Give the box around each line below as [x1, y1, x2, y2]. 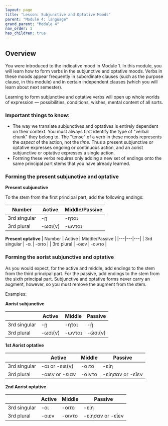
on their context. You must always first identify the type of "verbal [12, 129, 149, 135]
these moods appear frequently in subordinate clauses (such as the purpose [5, 73, 163, 79]
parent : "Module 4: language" [5, 17, 69, 22]
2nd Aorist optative [5, 383, 47, 390]
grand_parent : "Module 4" [5, 21, 59, 27]
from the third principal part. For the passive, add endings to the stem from [5, 270, 160, 277]
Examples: [5, 291, 27, 297]
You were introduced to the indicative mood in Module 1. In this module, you [5, 62, 162, 68]
